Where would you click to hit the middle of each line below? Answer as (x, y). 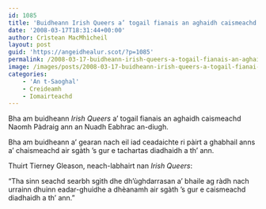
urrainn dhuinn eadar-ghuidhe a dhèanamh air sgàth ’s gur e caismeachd (127, 189)
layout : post (30, 45)
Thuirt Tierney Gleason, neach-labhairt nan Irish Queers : (100, 166)
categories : (28, 74)
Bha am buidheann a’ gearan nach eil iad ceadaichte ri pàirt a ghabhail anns (132, 142)
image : (19, 67)
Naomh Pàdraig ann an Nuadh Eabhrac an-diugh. (88, 127)
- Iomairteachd (47, 96)
